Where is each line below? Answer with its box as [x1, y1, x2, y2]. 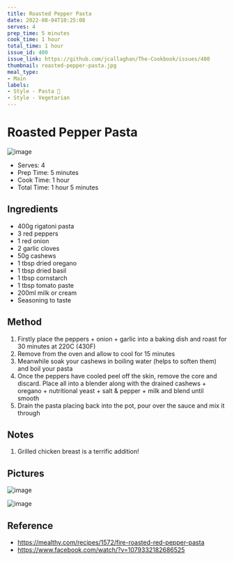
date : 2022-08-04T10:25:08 [7, 17, 86, 24]
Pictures [7, 468, 45, 479]
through [17, 408, 40, 417]
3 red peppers [17, 229, 58, 238]
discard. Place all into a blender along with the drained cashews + [17, 379, 207, 387]
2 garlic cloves [17, 244, 60, 252]
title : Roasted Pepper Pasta [7, 10, 92, 17]
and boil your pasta [17, 364, 73, 373]
